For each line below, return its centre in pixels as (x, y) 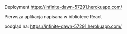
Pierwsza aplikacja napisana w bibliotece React (53, 17)
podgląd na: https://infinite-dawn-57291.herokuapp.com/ (63, 26)
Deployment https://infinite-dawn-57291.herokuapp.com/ (63, 7)
